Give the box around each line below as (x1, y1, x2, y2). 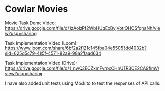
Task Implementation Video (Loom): (5, 40, 78, 45)
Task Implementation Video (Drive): (5, 60, 77, 66)
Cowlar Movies (5, 3, 68, 15)
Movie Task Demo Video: (5, 20, 56, 26)
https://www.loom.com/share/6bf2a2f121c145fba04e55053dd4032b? (5, 45, 147, 51)
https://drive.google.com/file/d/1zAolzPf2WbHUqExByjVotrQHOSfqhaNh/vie (5, 25, 160, 31)
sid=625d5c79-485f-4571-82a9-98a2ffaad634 (5, 50, 101, 56)
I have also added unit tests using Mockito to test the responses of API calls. (5, 80, 161, 86)
